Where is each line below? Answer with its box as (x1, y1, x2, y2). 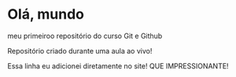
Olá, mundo (7, 5, 84, 23)
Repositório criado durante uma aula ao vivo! (7, 46, 153, 55)
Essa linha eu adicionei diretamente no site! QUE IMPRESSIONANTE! (7, 61, 229, 71)
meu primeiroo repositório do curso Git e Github (7, 31, 163, 40)
